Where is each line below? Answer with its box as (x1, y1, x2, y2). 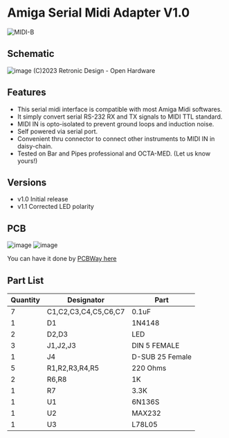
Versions (7, 176, 47, 188)
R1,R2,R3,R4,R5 (46, 363, 100, 373)
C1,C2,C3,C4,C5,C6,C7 (46, 307, 125, 317)
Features (7, 87, 46, 99)
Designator (66, 295, 105, 305)
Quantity (10, 295, 40, 305)
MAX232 (131, 408, 161, 418)
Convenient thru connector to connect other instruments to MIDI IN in (17, 134, 215, 143)
